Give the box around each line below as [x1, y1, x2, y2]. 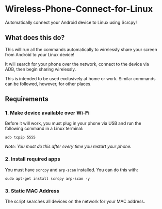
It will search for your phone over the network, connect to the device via [5, 61, 149, 67]
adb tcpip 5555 [5, 135, 36, 140]
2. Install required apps [5, 156, 61, 162]
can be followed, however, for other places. [5, 81, 92, 87]
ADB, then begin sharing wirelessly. [5, 66, 76, 72]
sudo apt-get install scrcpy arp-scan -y [5, 176, 90, 181]
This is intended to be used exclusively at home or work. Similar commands [5, 75, 156, 81]
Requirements [5, 95, 49, 103]
